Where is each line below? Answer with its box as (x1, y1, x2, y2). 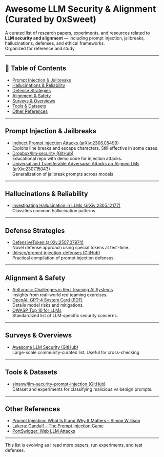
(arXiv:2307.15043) (12, 166, 50, 172)
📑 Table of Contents (5, 64, 66, 73)
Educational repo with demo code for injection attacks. (12, 155, 123, 161)
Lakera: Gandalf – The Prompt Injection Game (12, 423, 104, 429)
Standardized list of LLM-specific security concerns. (12, 313, 118, 318)
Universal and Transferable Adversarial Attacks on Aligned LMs (12, 160, 140, 166)
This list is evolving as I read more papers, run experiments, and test (5, 442, 143, 448)
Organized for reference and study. (5, 45, 76, 51)
